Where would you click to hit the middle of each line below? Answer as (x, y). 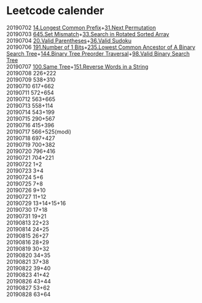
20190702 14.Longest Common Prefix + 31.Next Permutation (81, 28)
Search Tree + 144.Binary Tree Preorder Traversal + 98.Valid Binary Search (98, 53)
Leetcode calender (55, 11)
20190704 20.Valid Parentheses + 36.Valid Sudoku (69, 40)
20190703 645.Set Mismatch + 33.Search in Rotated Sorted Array (88, 34)
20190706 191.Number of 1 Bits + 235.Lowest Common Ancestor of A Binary (101, 47)
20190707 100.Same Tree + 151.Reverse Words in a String (77, 66)
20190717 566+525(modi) (39, 132)
